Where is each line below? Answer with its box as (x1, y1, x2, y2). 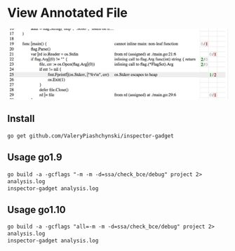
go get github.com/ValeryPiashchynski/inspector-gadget (7, 132, 174, 140)
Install (7, 113, 35, 125)
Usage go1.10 (7, 203, 66, 215)
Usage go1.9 (7, 151, 62, 163)
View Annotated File (7, 5, 128, 21)
